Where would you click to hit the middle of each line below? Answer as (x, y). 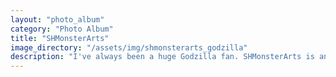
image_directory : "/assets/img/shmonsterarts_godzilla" (129, 47)
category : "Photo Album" (62, 29)
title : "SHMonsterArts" (60, 38)
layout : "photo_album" (57, 19)
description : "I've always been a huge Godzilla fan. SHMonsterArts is (162, 57)
